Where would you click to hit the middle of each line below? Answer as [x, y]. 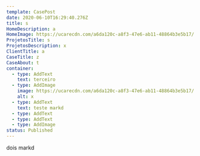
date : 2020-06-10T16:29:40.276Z [47, 18]
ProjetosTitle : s [28, 40]
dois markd [20, 148]
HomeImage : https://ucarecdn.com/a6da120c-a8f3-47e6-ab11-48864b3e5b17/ [100, 35]
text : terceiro [36, 80]
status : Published [29, 131]
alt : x [26, 97]
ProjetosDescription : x [36, 46]
